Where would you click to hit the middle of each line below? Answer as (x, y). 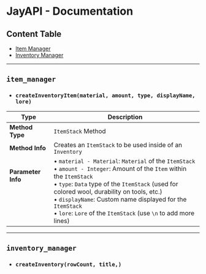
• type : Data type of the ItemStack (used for (116, 184)
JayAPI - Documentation (70, 11)
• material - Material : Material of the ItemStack (124, 161)
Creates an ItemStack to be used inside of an (118, 145)
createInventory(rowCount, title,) (68, 264)
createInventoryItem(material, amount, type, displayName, (105, 96)
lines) (62, 221)
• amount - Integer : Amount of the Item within (120, 169)
